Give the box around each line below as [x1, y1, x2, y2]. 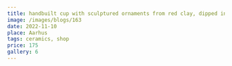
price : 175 [7, 42, 39, 49]
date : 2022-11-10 [7, 23, 57, 30]
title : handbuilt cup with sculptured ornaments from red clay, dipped [7, 10, 217, 17]
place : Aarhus [7, 29, 48, 36]
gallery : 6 [7, 49, 39, 56]
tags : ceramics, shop [7, 36, 70, 43]
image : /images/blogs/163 [7, 16, 81, 23]
